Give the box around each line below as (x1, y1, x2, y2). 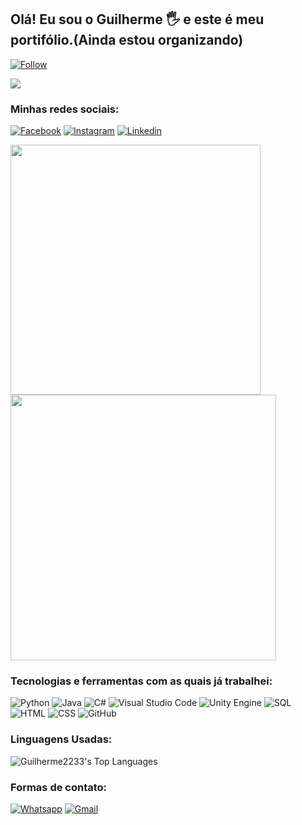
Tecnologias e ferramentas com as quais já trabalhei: (10, 674, 273, 688)
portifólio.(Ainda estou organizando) (10, 32, 244, 49)
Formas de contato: (10, 780, 108, 794)
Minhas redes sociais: (10, 102, 120, 116)
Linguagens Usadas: (10, 732, 113, 746)
